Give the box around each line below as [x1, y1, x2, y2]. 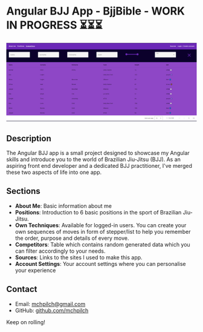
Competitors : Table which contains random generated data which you [14, 241, 190, 248]
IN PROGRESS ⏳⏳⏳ [6, 18, 103, 32]
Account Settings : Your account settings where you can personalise [14, 260, 186, 267]
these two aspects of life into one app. [6, 168, 101, 176]
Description [6, 133, 51, 144]
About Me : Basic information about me [14, 202, 112, 210]
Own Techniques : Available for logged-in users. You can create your [14, 221, 187, 228]
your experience [14, 267, 56, 274]
